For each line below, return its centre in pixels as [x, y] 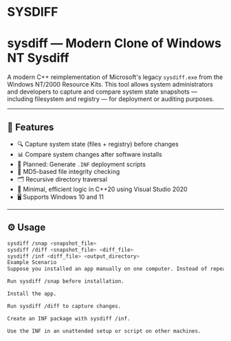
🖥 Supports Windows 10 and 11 [60, 197]
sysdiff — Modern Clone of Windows [114, 44]
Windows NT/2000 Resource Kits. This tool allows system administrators [110, 85]
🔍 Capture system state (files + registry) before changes [98, 144]
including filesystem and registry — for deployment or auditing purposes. [111, 99]
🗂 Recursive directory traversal [62, 179]
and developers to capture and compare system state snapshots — [102, 92]
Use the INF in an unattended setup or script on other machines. [104, 331]
